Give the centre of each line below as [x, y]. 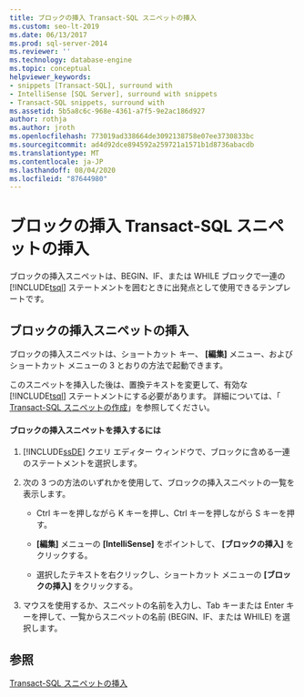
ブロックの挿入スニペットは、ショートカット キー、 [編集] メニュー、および [152, 354]
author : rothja [38, 119]
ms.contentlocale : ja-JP [56, 162]
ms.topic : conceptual [51, 69]
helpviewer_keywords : [51, 77]
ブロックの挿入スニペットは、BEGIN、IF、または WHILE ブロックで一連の [147, 276]
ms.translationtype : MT [55, 153]
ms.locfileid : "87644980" [58, 178]
